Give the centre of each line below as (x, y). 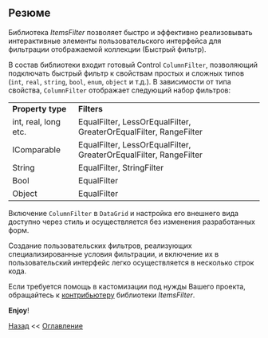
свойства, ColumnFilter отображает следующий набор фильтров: (120, 90)
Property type (39, 108)
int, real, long (37, 121)
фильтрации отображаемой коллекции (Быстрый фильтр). (107, 49)
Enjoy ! (19, 310)
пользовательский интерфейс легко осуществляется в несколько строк (131, 262)
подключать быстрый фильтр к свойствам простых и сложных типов (126, 73)
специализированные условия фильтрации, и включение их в (114, 253)
